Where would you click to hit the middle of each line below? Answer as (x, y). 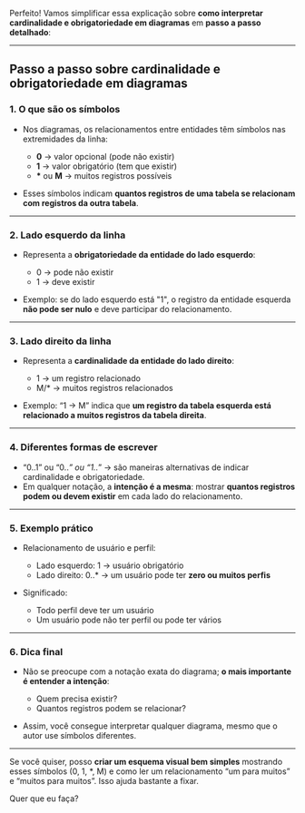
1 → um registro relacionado (88, 378)
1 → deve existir (65, 281)
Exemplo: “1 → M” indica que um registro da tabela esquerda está (147, 406)
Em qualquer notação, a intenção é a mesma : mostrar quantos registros (159, 486)
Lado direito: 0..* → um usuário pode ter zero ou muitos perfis (153, 574)
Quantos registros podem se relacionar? (111, 709)
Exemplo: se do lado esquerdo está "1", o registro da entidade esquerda (157, 299)
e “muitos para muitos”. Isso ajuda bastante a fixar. (104, 781)
